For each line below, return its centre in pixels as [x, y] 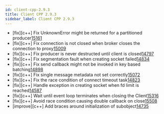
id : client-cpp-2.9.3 [28, 10]
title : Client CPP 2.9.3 [31, 14]
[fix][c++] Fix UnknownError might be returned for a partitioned [77, 33]
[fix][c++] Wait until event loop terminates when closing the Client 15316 [85, 96]
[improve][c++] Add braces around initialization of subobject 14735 [81, 106]
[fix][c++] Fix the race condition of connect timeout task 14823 [76, 80]
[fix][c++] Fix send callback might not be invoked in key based [76, 64]
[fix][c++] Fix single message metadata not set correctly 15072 [76, 75]
